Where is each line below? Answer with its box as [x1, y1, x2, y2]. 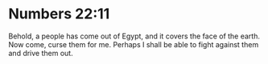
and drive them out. [8, 48, 74, 58]
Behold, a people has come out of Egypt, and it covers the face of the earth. [8, 31, 260, 41]
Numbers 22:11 [8, 5, 110, 23]
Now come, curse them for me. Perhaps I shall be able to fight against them [8, 39, 259, 49]
